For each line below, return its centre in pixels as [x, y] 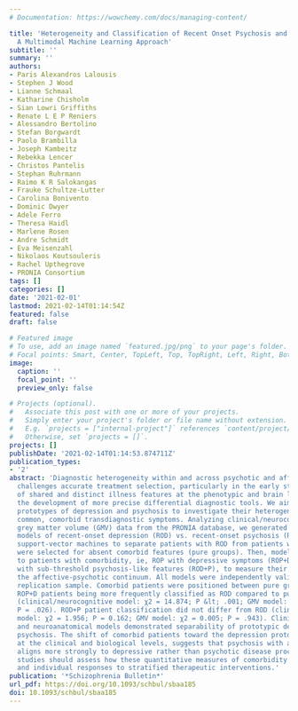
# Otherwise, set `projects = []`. [79, 437]
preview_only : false [55, 388]
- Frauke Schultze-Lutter [57, 190]
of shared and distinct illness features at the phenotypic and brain [150, 494]
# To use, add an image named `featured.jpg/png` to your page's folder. [149, 347]
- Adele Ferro [35, 215]
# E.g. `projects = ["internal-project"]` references [114, 429]
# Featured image [41, 338]
